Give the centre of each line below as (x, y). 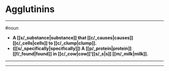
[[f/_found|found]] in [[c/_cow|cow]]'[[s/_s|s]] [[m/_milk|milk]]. (80, 53)
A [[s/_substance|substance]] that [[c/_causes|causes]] (73, 38)
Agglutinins (30, 9)
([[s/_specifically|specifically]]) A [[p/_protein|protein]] (72, 48)
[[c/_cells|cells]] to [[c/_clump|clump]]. (55, 43)
